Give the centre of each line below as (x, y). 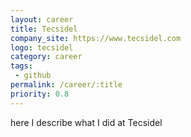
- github (33, 76)
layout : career (42, 19)
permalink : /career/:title (66, 85)
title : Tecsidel (44, 29)
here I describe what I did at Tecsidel (86, 122)
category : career (46, 57)
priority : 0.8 (40, 94)
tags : (21, 66)
